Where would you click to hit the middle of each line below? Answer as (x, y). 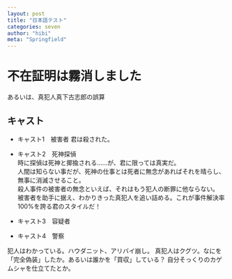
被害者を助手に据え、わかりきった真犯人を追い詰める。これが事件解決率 (121, 197)
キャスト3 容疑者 (44, 221)
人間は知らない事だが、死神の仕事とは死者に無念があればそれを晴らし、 (121, 171)
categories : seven (34, 27)
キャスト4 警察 (41, 236)
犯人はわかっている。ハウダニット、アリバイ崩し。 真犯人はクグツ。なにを (114, 250)
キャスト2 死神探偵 (47, 153)
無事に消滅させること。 (51, 180)
